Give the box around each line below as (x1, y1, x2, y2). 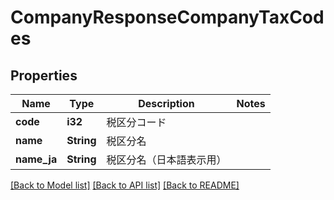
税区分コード (106, 116, 167, 129)
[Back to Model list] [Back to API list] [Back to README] (10, 179, 240, 191)
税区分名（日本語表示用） (106, 153, 227, 166)
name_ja (15, 152, 58, 166)
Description (138, 97, 195, 110)
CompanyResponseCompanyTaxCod (10, 6, 325, 29)
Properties (10, 67, 78, 84)
